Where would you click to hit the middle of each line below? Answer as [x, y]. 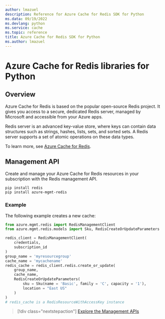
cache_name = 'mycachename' [34, 261]
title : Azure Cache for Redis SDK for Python [52, 37]
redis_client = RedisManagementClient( [46, 238]
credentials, [27, 243]
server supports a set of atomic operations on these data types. [70, 137]
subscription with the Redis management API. [51, 179]
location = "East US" [45, 288]
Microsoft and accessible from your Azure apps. [54, 116]
